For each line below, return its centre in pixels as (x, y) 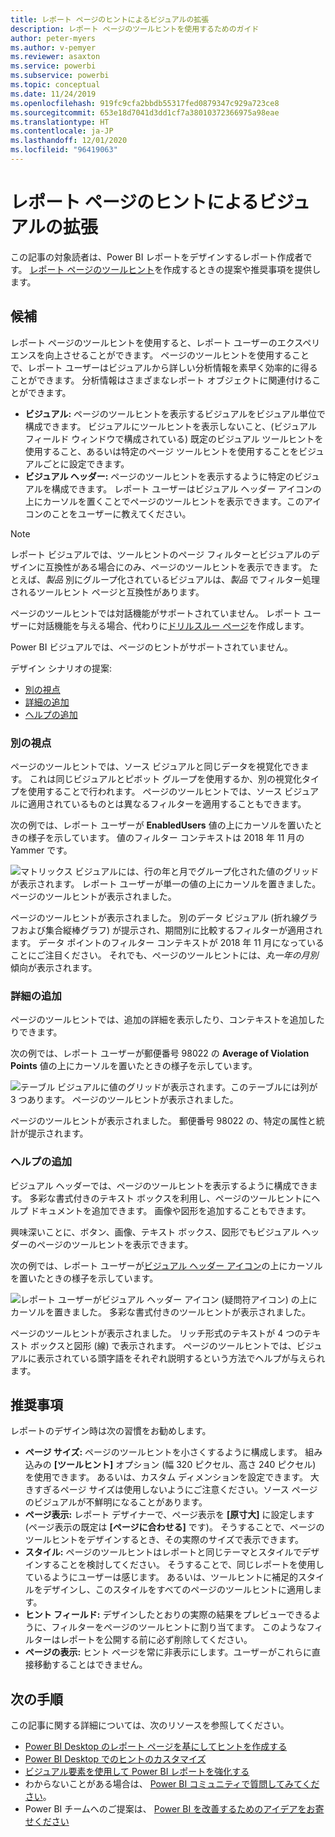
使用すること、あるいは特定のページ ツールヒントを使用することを (161, 451)
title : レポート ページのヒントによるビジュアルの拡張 (110, 19)
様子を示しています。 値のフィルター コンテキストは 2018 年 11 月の (166, 837)
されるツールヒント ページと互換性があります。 (107, 592)
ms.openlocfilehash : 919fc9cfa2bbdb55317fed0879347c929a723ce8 (145, 103)
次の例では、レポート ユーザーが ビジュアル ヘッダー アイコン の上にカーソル (166, 1265)
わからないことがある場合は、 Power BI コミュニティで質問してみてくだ (172, 1784)
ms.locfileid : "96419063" (64, 150)
